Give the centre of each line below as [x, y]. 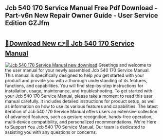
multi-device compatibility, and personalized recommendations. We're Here [81, 122]
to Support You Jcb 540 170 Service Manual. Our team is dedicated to [75, 127]
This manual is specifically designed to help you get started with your [75, 75]
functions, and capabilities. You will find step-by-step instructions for [74, 86]
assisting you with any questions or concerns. [51, 132]
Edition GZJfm [27, 23]
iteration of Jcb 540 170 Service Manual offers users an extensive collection [81, 112]
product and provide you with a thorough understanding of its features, [76, 80]
